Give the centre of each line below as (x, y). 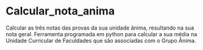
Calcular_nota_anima (60, 11)
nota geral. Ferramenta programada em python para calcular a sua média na (101, 34)
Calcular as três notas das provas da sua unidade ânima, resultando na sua (100, 28)
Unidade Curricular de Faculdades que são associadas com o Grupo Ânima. (101, 40)
